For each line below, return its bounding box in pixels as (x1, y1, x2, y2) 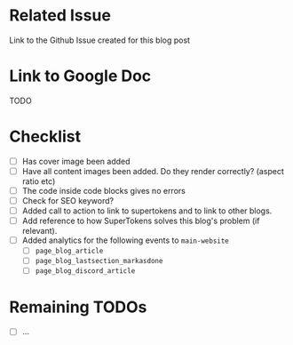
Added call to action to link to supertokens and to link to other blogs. (21, 205, 273, 216)
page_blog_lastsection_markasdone (35, 257, 163, 266)
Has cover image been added (21, 156, 131, 166)
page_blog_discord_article (35, 267, 136, 276)
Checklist (9, 126, 82, 147)
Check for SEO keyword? (21, 196, 114, 205)
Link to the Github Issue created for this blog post (9, 35, 191, 45)
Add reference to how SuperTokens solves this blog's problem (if (21, 215, 260, 227)
